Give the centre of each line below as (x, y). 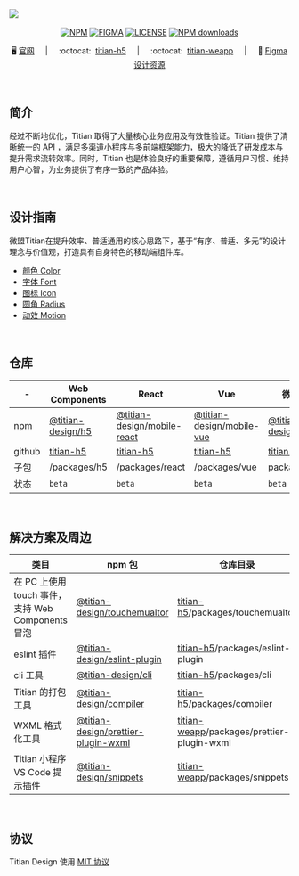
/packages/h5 (78, 467)
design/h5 (70, 431)
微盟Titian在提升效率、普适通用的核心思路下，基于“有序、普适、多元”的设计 (148, 241)
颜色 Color (41, 270)
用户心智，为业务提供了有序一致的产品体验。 (91, 169)
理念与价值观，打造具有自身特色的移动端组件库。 (99, 251)
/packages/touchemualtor (242, 612)
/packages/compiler (230, 704)
